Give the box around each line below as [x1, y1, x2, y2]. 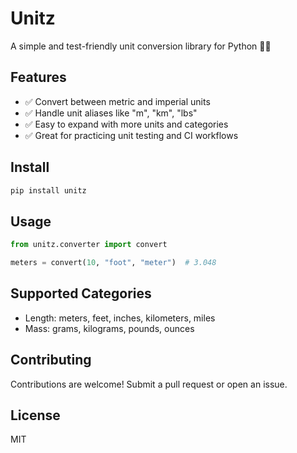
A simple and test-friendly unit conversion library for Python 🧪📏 [10, 40, 272, 52]
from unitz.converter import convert [10, 240, 168, 250]
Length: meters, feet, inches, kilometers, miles [24, 312, 216, 324]
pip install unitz [10, 185, 87, 196]
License [10, 407, 61, 424]
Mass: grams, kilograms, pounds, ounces [24, 322, 195, 334]
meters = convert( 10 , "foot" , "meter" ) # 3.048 [10, 258, 217, 268]
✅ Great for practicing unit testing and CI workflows [24, 129, 239, 141]
